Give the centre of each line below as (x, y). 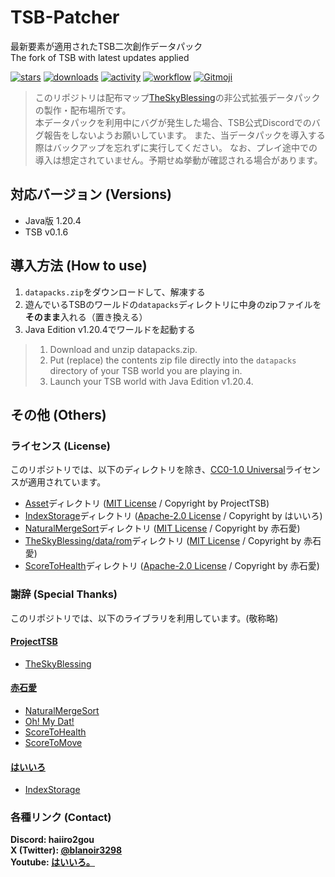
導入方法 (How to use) (79, 266)
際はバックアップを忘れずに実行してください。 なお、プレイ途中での (176, 147)
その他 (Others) (58, 414)
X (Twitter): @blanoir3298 (66, 850)
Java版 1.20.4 (53, 220)
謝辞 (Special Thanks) (64, 594)
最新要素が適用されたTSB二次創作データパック (106, 46)
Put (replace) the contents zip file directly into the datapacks (173, 360)
